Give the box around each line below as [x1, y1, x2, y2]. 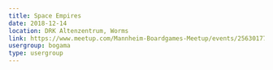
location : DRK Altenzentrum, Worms [8, 27, 129, 35]
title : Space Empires [8, 11, 82, 20]
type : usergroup [8, 49, 63, 57]
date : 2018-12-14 [8, 19, 67, 27]
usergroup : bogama [8, 42, 71, 50]
